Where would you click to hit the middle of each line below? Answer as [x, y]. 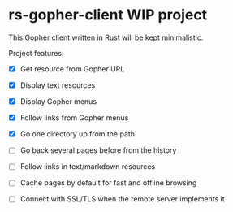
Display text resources [58, 85]
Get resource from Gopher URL [72, 69]
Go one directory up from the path [78, 134]
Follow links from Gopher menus [74, 118]
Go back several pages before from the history [98, 150]
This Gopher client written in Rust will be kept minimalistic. [106, 37]
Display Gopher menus [58, 102]
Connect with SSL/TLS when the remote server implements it [122, 199]
